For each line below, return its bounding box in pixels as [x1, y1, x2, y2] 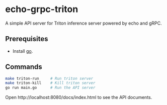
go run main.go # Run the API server [5, 85, 96, 90]
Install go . [12, 48, 33, 54]
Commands [5, 63, 43, 71]
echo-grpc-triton [5, 4, 78, 15]
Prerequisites [5, 35, 48, 43]
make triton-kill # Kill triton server [5, 80, 96, 86]
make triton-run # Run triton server [5, 76, 94, 81]
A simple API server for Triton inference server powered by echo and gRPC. [5, 20, 162, 26]
